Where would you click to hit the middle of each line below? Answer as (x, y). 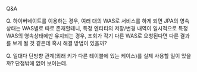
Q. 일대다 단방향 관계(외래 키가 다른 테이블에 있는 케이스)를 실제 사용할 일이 (93, 56)
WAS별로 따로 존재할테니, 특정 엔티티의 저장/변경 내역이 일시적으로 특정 (105, 28)
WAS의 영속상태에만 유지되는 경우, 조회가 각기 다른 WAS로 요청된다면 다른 (93, 36)
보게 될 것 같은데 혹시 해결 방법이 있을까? (60, 43)
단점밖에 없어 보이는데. (41, 63)
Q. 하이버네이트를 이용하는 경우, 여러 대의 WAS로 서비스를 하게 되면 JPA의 (92, 21)
